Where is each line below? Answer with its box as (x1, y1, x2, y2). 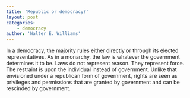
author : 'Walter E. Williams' (6, 31, 81, 37)
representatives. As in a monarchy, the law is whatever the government (6, 53, 180, 61)
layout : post (6, 14, 39, 20)
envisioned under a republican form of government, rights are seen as (6, 72, 178, 80)
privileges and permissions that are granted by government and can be (6, 78, 180, 86)
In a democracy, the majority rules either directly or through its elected (6, 47, 179, 54)
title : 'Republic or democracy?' (6, 8, 89, 15)
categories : (6, 20, 36, 26)
